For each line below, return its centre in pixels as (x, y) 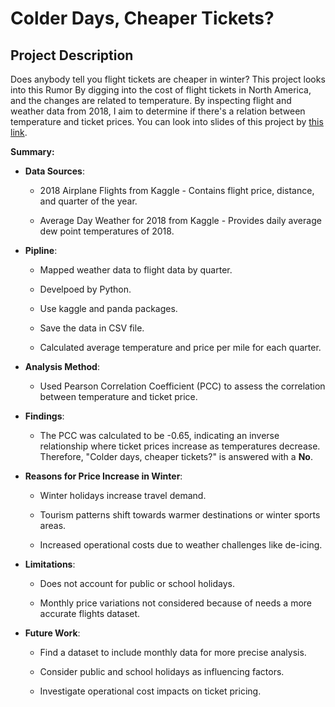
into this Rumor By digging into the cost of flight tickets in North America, (161, 90)
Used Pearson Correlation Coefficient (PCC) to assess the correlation (182, 386)
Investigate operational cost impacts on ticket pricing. (150, 691)
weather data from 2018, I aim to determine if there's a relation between (158, 111)
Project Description (72, 55)
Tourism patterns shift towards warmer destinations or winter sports (180, 515)
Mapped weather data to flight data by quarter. (136, 270)
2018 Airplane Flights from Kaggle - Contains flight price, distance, (177, 190)
